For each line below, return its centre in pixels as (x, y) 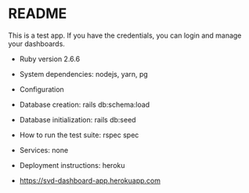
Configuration (41, 89)
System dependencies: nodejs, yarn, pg (84, 74)
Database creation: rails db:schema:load (85, 104)
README (38, 14)
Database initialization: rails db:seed (78, 119)
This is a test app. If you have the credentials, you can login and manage (125, 35)
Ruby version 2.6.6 (50, 59)
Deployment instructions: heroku (72, 165)
